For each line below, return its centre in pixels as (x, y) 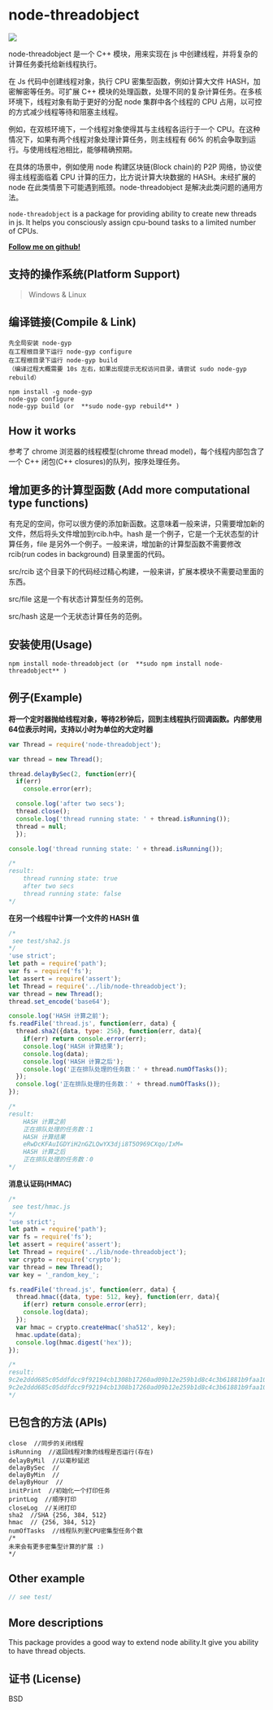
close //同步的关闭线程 (46, 1443)
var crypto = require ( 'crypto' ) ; (65, 1260)
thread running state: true (70, 879)
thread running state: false (72, 893)
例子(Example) (45, 698)
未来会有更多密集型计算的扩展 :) (56, 1546)
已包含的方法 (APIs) (58, 1423)
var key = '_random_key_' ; (54, 1275)
